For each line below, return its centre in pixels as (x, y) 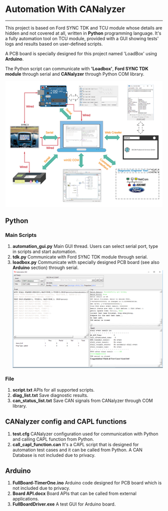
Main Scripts (21, 235)
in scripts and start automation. (44, 251)
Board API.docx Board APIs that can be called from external (74, 493)
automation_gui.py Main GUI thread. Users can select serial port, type (85, 246)
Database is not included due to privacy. (54, 455)
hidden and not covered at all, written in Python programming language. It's (83, 33)
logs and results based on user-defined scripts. (54, 44)
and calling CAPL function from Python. (53, 439)
